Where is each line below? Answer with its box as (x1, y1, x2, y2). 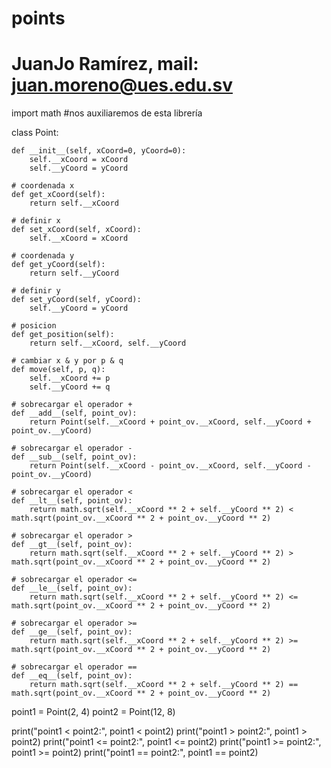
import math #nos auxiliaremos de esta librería (11, 107, 203, 119)
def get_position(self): (11, 330, 115, 340)
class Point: (11, 127, 59, 139)
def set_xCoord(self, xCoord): (11, 225, 142, 235)
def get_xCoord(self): (11, 190, 106, 200)
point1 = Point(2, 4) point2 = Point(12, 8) (11, 706, 176, 718)
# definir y (11, 286, 61, 296)
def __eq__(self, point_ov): (11, 671, 133, 681)
